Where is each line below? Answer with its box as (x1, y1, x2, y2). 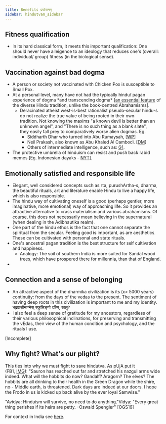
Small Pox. (12, 87, 34, 93)
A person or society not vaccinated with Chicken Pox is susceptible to (12, 81, 155, 87)
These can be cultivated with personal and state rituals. (12, 235, 125, 240)
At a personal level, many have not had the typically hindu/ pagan (12, 92, 146, 98)
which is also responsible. (12, 192, 65, 198)
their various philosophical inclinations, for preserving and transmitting (12, 315, 157, 321)
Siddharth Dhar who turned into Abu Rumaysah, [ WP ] (27, 134, 136, 140)
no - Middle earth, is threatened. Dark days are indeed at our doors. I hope (5, 384, 157, 390)
